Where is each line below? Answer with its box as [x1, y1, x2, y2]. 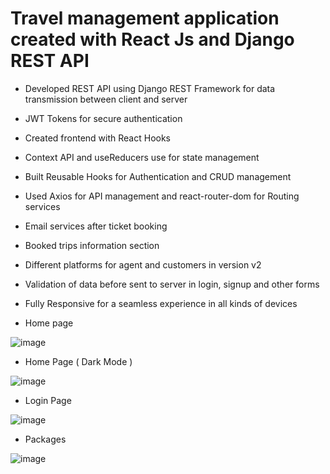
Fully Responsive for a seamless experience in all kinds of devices [24, 297, 298, 309]
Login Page [24, 394, 72, 406]
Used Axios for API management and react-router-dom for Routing [24, 190, 300, 202]
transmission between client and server [24, 93, 188, 105]
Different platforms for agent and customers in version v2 [24, 258, 262, 271]
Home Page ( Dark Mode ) [24, 355, 133, 367]
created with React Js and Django [10, 28, 295, 51]
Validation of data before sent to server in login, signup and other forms [24, 278, 320, 290]
